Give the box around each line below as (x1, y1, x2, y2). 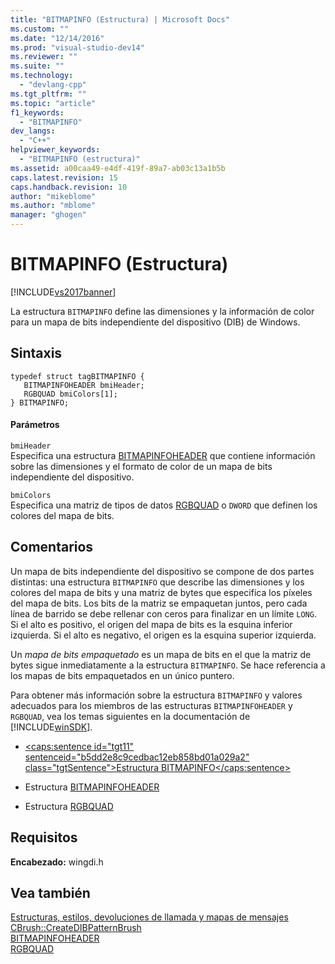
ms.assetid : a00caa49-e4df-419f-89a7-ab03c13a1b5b (10, 163, 226, 173)
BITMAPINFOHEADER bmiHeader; (23, 380, 145, 390)
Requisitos (10, 829, 78, 846)
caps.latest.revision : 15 (10, 172, 118, 183)
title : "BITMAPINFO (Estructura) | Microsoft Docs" (10, 14, 230, 25)
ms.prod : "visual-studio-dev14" (10, 42, 145, 53)
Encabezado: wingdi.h (10, 856, 104, 868)
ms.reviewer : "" (10, 52, 78, 62)
